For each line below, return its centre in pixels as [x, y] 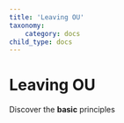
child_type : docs [41, 42]
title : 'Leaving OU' [47, 17]
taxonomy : [27, 25]
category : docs [53, 33]
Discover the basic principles [62, 110]
